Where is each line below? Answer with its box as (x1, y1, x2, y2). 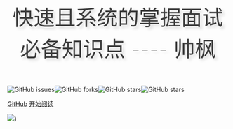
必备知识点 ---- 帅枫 (20, 36, 216, 62)
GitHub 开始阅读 (7, 100, 54, 108)
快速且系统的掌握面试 (12, 4, 223, 31)
